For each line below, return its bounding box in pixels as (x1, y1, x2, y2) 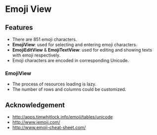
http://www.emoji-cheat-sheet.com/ (12, 125, 86, 131)
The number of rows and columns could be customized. (12, 86, 126, 92)
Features (5, 23, 33, 32)
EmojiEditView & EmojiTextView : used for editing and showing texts (12, 47, 152, 53)
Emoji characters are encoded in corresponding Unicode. (12, 58, 129, 63)
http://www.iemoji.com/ (12, 119, 61, 125)
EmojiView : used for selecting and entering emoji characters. (12, 42, 137, 48)
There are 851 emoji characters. (12, 36, 78, 42)
